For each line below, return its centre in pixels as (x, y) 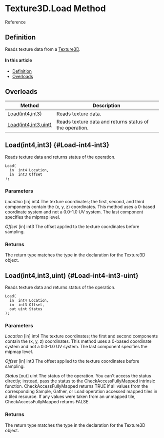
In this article (19, 60)
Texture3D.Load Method (55, 9)
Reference (15, 22)
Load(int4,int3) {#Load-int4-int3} (57, 145)
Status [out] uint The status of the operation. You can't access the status (78, 376)
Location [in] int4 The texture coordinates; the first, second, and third (75, 201)
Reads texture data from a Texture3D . (43, 49)
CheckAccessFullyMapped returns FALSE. (48, 402)
